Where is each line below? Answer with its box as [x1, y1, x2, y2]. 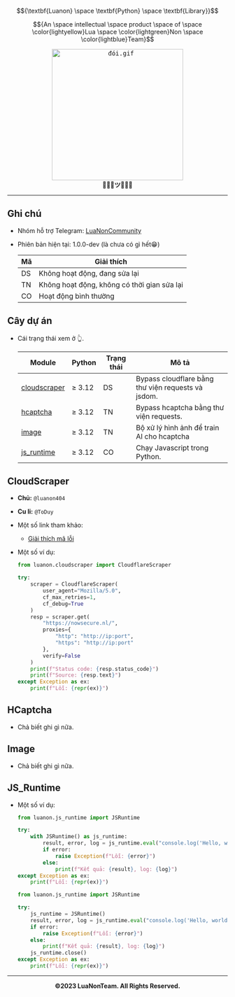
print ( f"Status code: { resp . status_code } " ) [30, 665, 159, 672]
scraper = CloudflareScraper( [30, 581, 118, 588]
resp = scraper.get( [30, 613, 90, 621]
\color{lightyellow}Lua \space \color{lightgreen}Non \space [31, 28, 204, 36]
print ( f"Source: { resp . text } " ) [30, 672, 122, 679]
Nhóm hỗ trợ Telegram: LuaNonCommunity [17, 226, 142, 234]
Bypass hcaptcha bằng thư [136, 402, 225, 412]
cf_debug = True [43, 600, 84, 607]
